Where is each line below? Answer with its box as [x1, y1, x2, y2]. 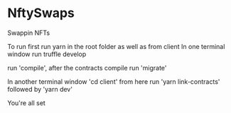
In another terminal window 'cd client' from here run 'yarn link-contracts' [7, 77, 220, 86]
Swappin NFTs [7, 28, 50, 37]
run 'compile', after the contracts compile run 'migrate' [7, 63, 167, 72]
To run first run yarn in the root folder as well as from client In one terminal [7, 42, 225, 50]
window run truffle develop [7, 50, 87, 58]
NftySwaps [7, 5, 75, 21]
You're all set [7, 98, 46, 107]
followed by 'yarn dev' [7, 85, 73, 93]
